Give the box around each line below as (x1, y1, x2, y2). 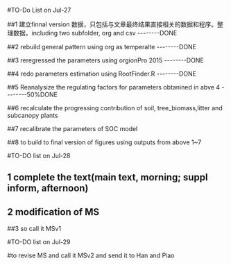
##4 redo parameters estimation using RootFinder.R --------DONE (7, 69, 196, 78)
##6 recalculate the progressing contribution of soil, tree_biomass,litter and (7, 104, 223, 112)
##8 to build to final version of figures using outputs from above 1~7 (7, 138, 202, 146)
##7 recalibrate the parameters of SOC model (7, 125, 138, 132)
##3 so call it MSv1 (7, 225, 61, 233)
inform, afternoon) (7, 182, 89, 194)
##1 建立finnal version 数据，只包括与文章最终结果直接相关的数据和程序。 (7, 20, 218, 28)
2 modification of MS (7, 206, 99, 218)
